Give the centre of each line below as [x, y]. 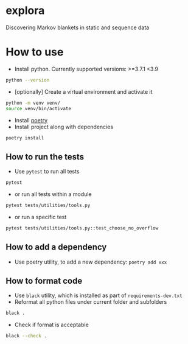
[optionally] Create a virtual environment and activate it [83, 91]
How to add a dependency [56, 247]
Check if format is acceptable [51, 325]
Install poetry [31, 120]
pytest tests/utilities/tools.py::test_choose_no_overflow [82, 228]
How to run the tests [45, 157]
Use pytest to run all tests [47, 172]
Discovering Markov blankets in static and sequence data [78, 27]
